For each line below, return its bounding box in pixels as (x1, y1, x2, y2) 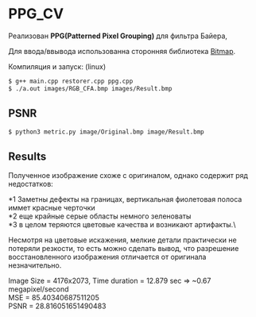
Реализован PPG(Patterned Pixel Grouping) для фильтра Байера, (8, 31, 228, 41)
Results (8, 149, 47, 163)
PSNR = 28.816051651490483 (8, 301, 107, 311)
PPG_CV (8, 5, 64, 23)
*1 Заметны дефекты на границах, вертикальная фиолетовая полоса (8, 195, 242, 204)
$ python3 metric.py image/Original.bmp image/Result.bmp (8, 128, 204, 136)
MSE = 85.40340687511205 (8, 293, 99, 303)
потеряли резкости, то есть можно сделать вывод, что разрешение (8, 244, 239, 253)
